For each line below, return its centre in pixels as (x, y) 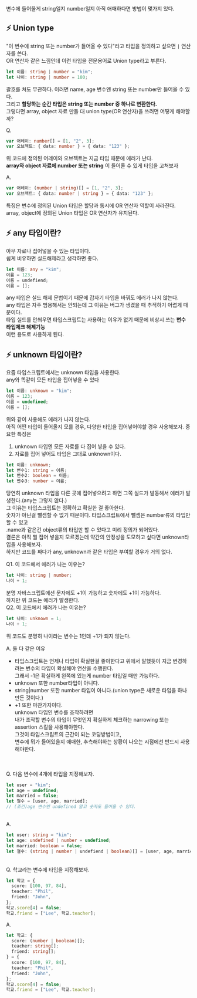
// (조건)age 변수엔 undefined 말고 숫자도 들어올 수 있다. (71, 807)
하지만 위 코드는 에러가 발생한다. (43, 600)
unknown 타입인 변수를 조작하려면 (54, 712)
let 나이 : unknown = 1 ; (34, 618)
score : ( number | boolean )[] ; (48, 941)
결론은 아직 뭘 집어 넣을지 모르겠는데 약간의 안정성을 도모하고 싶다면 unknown (95, 537)
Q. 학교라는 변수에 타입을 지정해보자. (48, 870)
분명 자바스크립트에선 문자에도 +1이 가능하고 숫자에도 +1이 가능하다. (84, 593)
